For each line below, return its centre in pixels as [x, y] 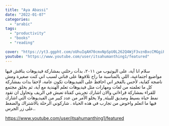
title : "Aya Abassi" [27, 10]
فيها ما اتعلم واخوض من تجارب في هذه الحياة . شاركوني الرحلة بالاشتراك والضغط [81, 103]
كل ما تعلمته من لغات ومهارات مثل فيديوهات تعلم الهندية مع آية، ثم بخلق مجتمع [79, 87]
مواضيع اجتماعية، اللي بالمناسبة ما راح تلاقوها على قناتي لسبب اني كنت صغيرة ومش [83, 76]
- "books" [20, 38]
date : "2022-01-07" [26, 15]
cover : [12, 52]
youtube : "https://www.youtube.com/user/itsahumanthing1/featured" [77, 56]
